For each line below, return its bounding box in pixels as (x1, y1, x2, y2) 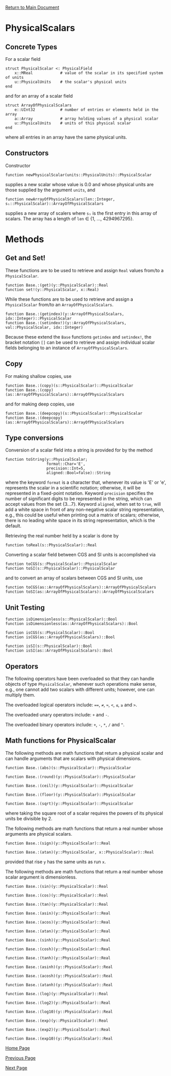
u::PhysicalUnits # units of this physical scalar (14, 121, 131, 126)
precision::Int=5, (46, 466, 86, 471)
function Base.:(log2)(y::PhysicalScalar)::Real (5, 1000, 111, 1005)
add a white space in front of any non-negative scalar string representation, (5, 506, 165, 513)
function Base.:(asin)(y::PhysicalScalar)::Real (5, 910, 111, 916)
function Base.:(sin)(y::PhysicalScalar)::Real (5, 884, 109, 889)
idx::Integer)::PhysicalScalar (5, 316, 72, 321)
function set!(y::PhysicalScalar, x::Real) (5, 287, 100, 292)
